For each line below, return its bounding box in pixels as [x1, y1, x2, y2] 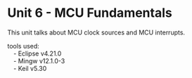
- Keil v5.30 [13, 64, 47, 72]
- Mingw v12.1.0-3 [13, 56, 65, 65]
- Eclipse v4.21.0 [13, 49, 62, 58]
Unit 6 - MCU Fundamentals [7, 5, 172, 21]
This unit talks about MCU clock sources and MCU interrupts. [7, 28, 185, 37]
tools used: [7, 41, 40, 50]
